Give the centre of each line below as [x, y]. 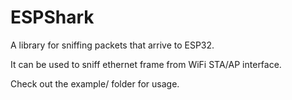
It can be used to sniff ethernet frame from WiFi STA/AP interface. [146, 64]
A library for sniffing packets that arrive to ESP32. [112, 45]
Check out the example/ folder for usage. [95, 83]
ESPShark [52, 17]
